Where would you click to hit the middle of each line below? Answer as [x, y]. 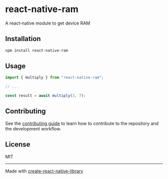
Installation [23, 39]
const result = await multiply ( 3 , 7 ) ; [45, 96]
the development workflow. [33, 128]
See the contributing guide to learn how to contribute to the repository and [82, 123]
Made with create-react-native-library [44, 171]
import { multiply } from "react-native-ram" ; [54, 78]
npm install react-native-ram [37, 50]
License [18, 145]
